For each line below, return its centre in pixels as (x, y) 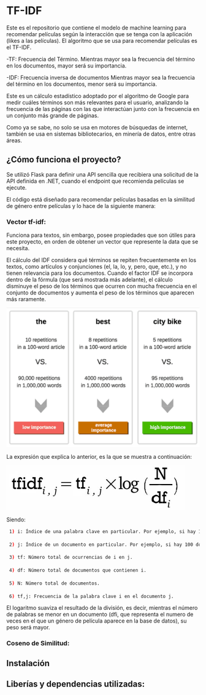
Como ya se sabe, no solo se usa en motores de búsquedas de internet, (97, 127)
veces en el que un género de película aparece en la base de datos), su (97, 621)
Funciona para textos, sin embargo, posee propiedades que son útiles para (101, 235)
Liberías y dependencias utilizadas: (76, 684)
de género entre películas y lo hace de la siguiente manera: (81, 205)
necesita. (18, 248)
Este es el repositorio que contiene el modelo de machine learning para (96, 28)
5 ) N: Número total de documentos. (54, 583)
